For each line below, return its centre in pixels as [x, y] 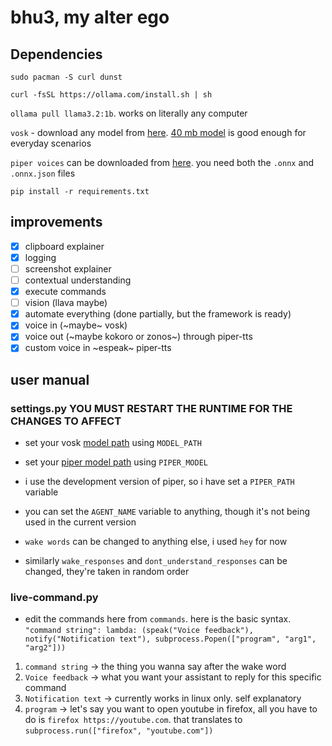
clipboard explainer [64, 246]
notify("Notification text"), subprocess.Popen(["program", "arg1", [170, 639]
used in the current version [80, 522]
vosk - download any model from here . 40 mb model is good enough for [158, 132]
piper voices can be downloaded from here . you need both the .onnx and [162, 162]
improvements [56, 222]
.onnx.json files [43, 173]
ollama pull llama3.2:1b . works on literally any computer [129, 113]
